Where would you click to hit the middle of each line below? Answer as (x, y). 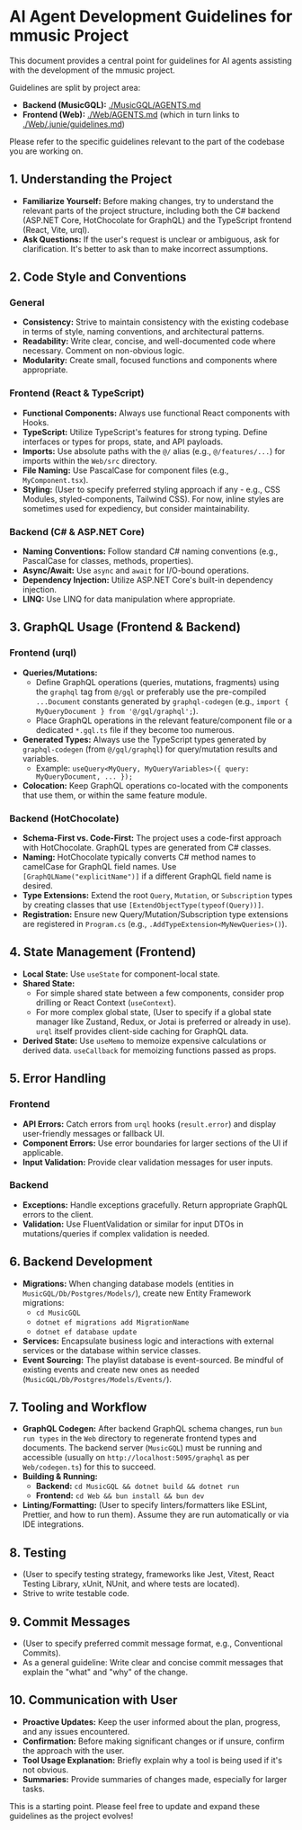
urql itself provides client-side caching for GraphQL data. (142, 1031)
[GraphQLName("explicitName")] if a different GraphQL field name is (147, 876)
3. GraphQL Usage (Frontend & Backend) (125, 627)
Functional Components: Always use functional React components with (156, 413)
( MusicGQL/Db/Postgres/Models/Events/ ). (97, 1379)
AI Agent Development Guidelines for (151, 17)
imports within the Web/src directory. (89, 460)
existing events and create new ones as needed (111, 1370)
